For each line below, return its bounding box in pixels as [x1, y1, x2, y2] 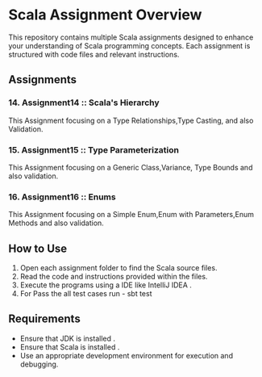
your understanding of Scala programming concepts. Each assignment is [8, 40, 251, 50]
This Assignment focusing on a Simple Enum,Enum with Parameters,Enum [8, 210, 255, 220]
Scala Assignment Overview [8, 6, 202, 24]
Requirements [8, 312, 81, 326]
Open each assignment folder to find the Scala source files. [19, 263, 218, 273]
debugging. [19, 359, 59, 369]
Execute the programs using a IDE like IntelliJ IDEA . [19, 280, 192, 290]
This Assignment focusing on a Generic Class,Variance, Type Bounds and [8, 162, 253, 172]
